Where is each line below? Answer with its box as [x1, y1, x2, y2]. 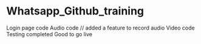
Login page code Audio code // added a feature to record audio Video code [6, 24, 196, 31]
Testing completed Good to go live [6, 30, 93, 37]
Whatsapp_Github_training [6, 4, 145, 18]
